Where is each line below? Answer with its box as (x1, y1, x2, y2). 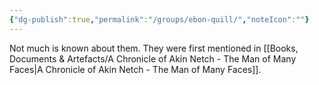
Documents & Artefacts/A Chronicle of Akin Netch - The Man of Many (9, 52, 297, 65)
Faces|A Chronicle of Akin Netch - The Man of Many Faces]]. (9, 63, 262, 75)
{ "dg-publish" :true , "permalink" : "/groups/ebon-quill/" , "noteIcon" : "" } (9, 14, 310, 25)
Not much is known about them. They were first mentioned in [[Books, (9, 42, 299, 54)
